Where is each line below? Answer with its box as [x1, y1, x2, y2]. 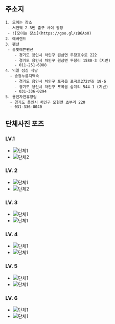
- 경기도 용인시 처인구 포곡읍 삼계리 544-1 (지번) [14, 84, 108, 89]
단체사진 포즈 [5, 120, 44, 128]
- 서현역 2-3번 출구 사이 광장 [7, 25, 63, 30]
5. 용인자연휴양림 [5, 94, 37, 99]
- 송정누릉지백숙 [10, 73, 39, 79]
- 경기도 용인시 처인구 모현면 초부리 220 [10, 100, 86, 105]
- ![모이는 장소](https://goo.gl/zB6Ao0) [7, 30, 92, 36]
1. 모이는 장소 [5, 20, 32, 25]
